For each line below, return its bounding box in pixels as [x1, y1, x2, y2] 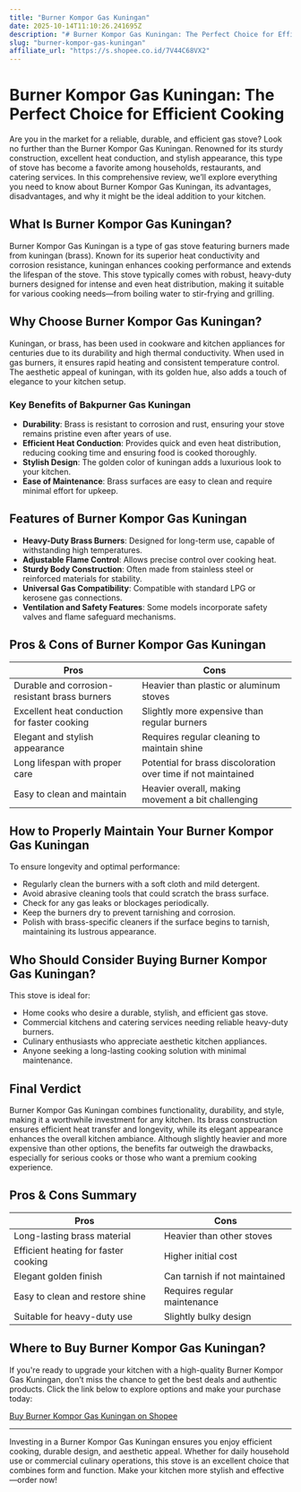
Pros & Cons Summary [9, 1188, 137, 1203]
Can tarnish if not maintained [164, 1270, 286, 1282]
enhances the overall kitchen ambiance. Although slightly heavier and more [9, 1134, 288, 1144]
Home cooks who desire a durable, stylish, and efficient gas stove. [21, 1007, 269, 1018]
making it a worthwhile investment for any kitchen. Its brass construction [9, 1115, 278, 1125]
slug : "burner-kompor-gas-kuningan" [9, 38, 146, 47]
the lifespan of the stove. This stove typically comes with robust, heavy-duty [9, 269, 292, 280]
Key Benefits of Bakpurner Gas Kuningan [9, 398, 191, 410]
